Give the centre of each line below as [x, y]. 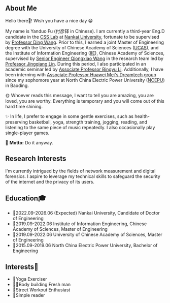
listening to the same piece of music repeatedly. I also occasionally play [80, 127]
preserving [16, 122]
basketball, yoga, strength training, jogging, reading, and [88, 122]
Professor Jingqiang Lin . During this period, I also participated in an [76, 64]
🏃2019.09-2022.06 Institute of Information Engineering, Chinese [80, 224]
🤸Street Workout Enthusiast [41, 290]
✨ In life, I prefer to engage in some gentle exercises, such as [69, 116]
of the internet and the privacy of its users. [50, 181]
